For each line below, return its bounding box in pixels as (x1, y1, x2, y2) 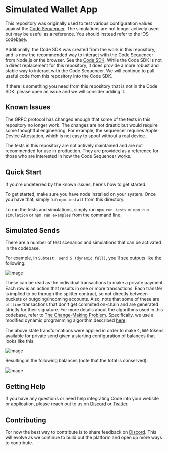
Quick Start (5, 168, 42, 177)
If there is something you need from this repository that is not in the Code (5, 83, 158, 89)
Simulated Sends (5, 226, 60, 235)
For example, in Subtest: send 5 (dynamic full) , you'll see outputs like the (5, 255, 162, 261)
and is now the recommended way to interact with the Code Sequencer (5, 52, 154, 58)
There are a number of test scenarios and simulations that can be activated (5, 239, 161, 246)
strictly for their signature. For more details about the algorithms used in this (5, 307, 163, 313)
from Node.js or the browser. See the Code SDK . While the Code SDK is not (5, 57, 162, 63)
